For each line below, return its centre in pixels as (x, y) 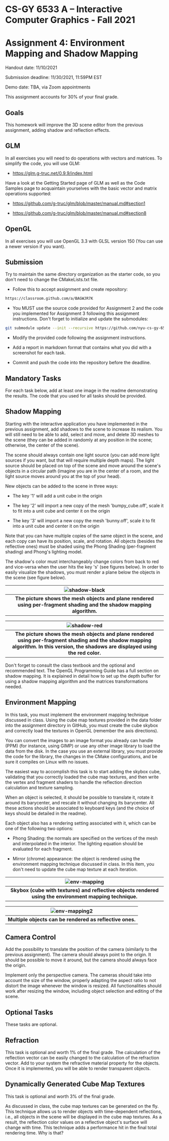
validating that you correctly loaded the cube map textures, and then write (82, 777)
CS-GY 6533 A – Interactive (64, 9)
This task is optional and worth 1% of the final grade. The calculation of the (83, 1052)
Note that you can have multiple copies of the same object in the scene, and (84, 536)
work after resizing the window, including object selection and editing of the (84, 991)
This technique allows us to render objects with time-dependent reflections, (84, 1111)
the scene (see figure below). (36, 578)
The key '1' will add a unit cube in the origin (57, 496)
